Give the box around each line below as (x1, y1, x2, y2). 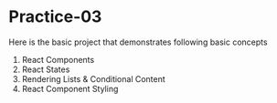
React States (21, 64, 70, 75)
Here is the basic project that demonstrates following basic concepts (8, 36, 268, 47)
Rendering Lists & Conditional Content (21, 73, 165, 84)
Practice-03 (8, 6, 102, 27)
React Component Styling (21, 83, 119, 94)
